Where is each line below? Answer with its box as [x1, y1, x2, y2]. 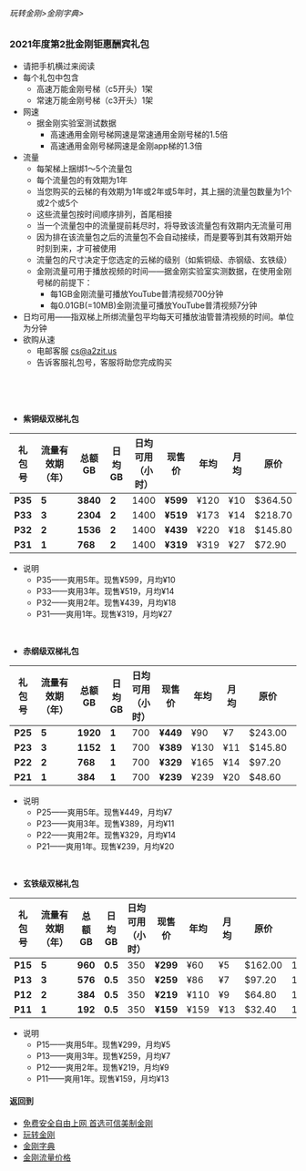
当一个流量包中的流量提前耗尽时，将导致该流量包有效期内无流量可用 [36, 220, 292, 231]
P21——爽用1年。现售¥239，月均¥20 [36, 840, 175, 851]
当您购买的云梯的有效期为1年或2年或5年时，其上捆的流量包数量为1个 [36, 186, 292, 197]
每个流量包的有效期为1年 [36, 174, 128, 185]
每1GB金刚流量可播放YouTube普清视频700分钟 [49, 288, 224, 299]
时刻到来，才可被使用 [36, 242, 117, 253]
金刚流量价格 [22, 1152, 71, 1163]
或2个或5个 [36, 197, 79, 208]
